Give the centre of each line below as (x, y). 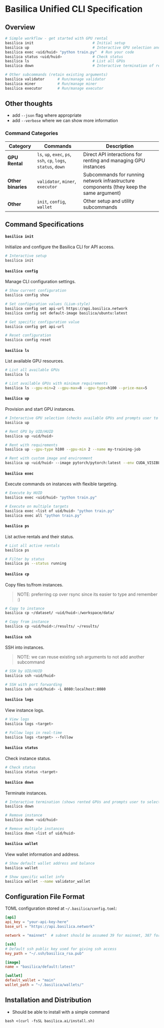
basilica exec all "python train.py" (43, 515)
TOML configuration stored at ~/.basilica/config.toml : (61, 908)
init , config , (51, 201)
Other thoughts (29, 104)
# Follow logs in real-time (34, 733)
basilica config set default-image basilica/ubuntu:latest (66, 313)
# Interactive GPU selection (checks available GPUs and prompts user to (82, 418)
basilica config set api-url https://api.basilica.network (66, 308)
